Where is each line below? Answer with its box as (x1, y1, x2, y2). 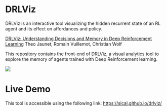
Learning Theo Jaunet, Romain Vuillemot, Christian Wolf (5, 41, 122, 47)
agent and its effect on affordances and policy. (5, 25, 103, 31)
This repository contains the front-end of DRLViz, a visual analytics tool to (5, 51, 159, 57)
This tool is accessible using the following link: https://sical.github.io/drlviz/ (5, 100, 162, 106)
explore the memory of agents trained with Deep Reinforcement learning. (5, 56, 158, 62)
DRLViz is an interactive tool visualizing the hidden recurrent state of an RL (5, 20, 161, 26)
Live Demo (5, 84, 51, 95)
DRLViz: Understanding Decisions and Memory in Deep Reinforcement (5, 35, 152, 42)
